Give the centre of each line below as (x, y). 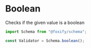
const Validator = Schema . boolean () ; (45, 40)
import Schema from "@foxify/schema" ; (46, 31)
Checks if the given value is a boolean (45, 22)
